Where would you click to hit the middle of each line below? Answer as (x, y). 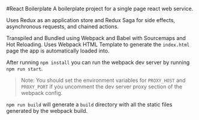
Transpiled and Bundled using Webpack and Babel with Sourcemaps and (96, 38)
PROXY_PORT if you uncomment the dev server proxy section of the (102, 87)
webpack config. (42, 93)
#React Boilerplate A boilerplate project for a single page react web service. (100, 9)
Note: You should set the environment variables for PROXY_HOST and (103, 80)
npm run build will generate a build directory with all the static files (89, 104)
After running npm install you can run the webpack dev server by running (98, 62)
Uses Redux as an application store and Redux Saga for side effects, (91, 20)
